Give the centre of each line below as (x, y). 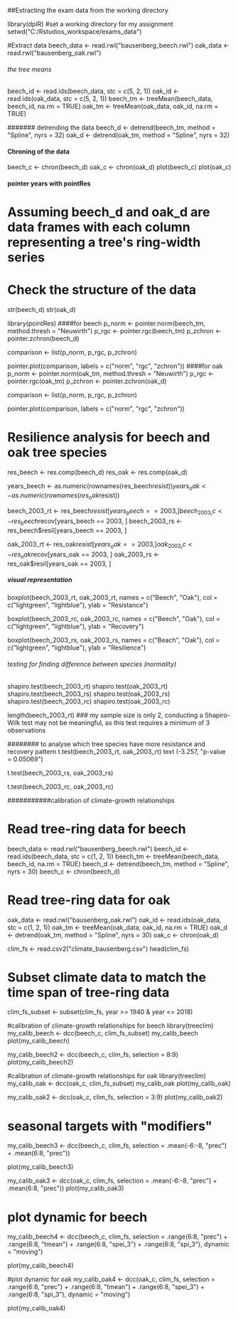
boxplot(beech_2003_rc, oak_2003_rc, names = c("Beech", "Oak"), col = (114, 619)
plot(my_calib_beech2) (40, 1062)
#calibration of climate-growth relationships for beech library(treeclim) (110, 1025)
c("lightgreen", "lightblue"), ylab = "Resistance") (78, 605)
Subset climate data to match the (107, 977)
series (26, 258)
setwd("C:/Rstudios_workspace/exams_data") (75, 32)
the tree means (29, 69)
